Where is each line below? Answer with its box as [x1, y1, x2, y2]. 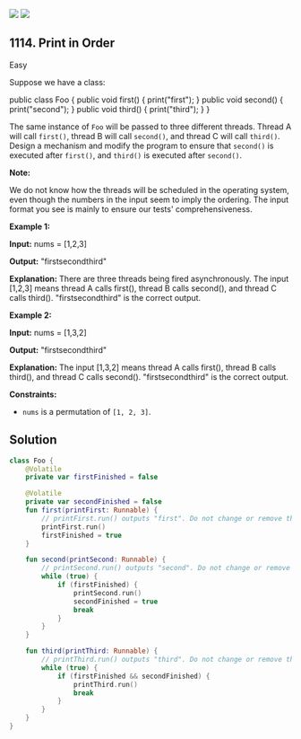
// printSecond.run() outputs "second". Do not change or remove [41, 564, 291, 573]
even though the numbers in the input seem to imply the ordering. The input [9, 194, 289, 205]
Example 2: [9, 310, 52, 321]
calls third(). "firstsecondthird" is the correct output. [9, 292, 202, 303]
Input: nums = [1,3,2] [9, 327, 87, 338]
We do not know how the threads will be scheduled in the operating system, [9, 184, 289, 195]
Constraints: [9, 389, 57, 400]
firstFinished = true [41, 531, 123, 540]
